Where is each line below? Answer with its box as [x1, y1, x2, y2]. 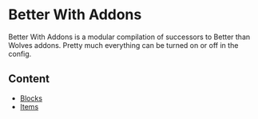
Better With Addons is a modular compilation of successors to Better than [8, 32, 251, 42]
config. [8, 49, 32, 58]
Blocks [19, 93, 42, 103]
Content [8, 72, 50, 85]
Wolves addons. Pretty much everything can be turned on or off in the [8, 40, 239, 50]
